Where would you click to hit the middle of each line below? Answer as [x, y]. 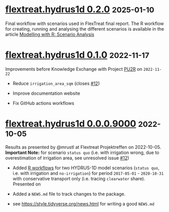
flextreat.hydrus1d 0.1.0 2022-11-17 [77, 55]
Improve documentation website [46, 93]
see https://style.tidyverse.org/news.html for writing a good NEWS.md [83, 204]
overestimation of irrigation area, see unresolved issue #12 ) [67, 158]
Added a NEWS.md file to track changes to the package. [69, 194]
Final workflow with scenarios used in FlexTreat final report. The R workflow [84, 23]
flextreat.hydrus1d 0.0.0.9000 [71, 124]
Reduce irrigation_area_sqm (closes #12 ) [56, 83]
